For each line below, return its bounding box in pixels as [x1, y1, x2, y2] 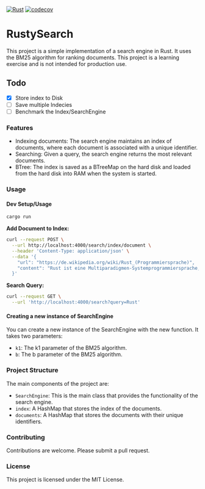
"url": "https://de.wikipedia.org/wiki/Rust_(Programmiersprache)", [17, 259, 195, 266]
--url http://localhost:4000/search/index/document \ [12, 242, 151, 248]
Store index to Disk [15, 94, 63, 101]
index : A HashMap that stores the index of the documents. [15, 405, 162, 412]
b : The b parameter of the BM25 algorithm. [15, 351, 123, 358]
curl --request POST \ [6, 237, 64, 243]
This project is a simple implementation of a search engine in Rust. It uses [6, 47, 192, 54]
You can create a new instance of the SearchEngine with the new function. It [6, 326, 199, 333]
